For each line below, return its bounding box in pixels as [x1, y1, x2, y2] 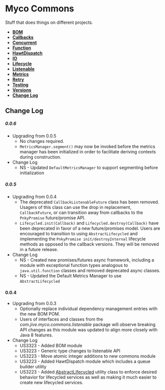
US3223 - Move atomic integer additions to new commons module [19, 353, 156, 359]
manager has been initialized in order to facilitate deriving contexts [19, 149, 156, 155]
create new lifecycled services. [19, 380, 83, 386]
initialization [19, 170, 45, 176]
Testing [12, 81, 29, 87]
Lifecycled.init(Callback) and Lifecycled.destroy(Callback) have [19, 220, 159, 226]
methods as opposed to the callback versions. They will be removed [19, 241, 160, 247]
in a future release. [19, 247, 58, 253]
